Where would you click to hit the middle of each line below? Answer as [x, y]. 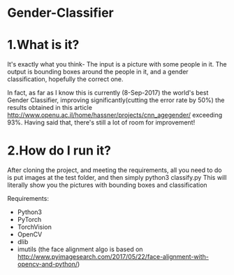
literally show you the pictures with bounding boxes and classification [107, 185]
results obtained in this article [50, 108]
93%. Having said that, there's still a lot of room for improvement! [101, 122]
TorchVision [35, 227]
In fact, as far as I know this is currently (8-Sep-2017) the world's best [108, 93]
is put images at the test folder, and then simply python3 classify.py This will [117, 178]
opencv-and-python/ [47, 265]
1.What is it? [43, 45]
